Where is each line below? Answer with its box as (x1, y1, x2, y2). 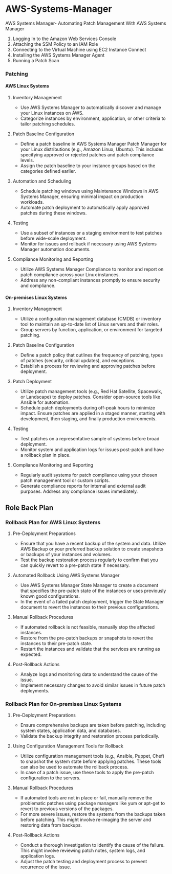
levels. (20, 157, 34, 164)
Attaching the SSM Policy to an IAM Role (12, 41, 98, 47)
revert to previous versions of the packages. (20, 806, 114, 812)
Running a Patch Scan (12, 57, 60, 63)
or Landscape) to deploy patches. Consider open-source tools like (20, 394, 160, 400)
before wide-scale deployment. (20, 235, 87, 242)
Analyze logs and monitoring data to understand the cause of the (20, 671, 158, 677)
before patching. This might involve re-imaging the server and (20, 816, 152, 823)
